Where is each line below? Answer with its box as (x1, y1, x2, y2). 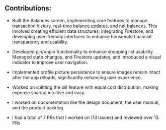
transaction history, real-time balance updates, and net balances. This (12, 23, 157, 29)
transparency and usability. (12, 39, 68, 45)
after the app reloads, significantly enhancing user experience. (12, 74, 142, 80)
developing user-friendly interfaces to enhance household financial (12, 33, 152, 39)
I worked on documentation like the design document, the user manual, (12, 99, 160, 105)
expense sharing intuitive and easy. (12, 89, 86, 95)
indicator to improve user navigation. (12, 59, 89, 65)
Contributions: (5, 4, 51, 13)
